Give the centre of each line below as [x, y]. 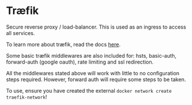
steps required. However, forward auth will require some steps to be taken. [96, 79]
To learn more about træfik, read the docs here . [64, 44]
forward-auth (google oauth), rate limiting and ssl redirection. [80, 62]
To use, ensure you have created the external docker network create [89, 90]
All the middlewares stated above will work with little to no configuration [93, 73]
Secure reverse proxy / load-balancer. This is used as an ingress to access [96, 27]
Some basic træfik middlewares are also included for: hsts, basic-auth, [91, 55]
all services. [20, 33]
